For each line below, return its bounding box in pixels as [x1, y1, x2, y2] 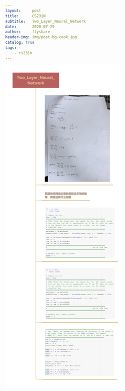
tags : [5, 45, 16, 50]
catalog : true [5, 40, 35, 45]
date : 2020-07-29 [5, 24, 55, 29]
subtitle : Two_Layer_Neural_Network [5, 19, 86, 24]
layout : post [5, 8, 41, 13]
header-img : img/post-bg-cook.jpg [5, 35, 77, 40]
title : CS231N [5, 13, 46, 19]
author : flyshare [5, 29, 50, 35]
